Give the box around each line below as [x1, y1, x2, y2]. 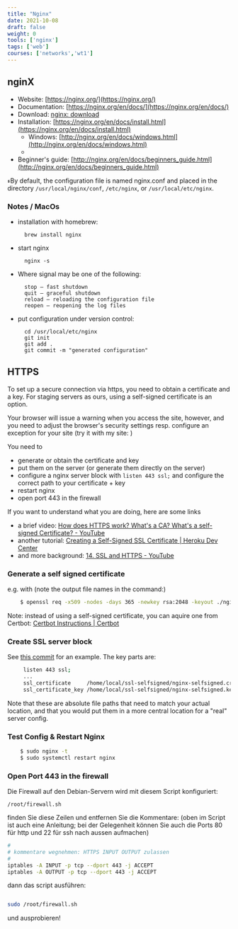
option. [7, 399, 28, 408]
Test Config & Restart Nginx [7, 731, 105, 741]
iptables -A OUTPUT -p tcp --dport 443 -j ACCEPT [7, 868, 157, 875]
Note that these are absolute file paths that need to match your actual [7, 699, 210, 707]
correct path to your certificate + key [17, 479, 126, 487]
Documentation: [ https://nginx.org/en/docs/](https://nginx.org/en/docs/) [17, 102, 229, 110]
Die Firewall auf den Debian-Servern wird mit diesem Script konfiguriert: [7, 787, 218, 796]
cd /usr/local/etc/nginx [24, 328, 98, 335]
